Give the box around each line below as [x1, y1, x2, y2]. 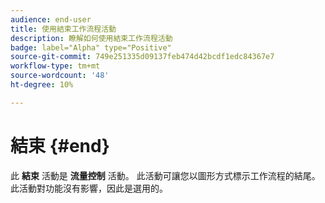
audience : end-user [10, 14, 92, 25]
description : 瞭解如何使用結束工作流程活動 [10, 33, 173, 43]
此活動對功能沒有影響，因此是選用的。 [10, 182, 168, 194]
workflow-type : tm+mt [10, 61, 101, 71]
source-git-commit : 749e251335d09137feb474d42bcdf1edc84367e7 [10, 52, 275, 62]
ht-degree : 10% [10, 80, 74, 90]
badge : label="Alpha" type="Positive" [10, 42, 172, 53]
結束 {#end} [10, 134, 110, 157]
